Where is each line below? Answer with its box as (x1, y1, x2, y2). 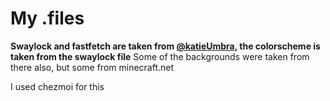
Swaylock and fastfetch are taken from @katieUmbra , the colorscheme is (10, 40, 321, 52)
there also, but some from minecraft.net (10, 61, 175, 73)
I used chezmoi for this (10, 80, 105, 92)
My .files (10, 7, 85, 30)
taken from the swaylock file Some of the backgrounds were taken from (10, 50, 310, 62)
